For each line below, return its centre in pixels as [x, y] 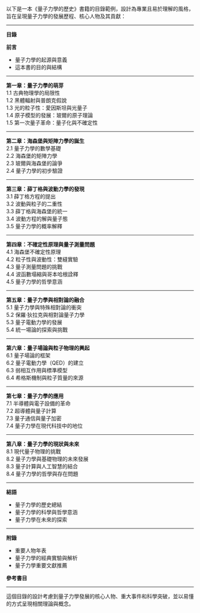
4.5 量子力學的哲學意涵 [34, 281]
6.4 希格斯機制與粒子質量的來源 [45, 378]
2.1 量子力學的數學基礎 [34, 148]
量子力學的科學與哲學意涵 [46, 512]
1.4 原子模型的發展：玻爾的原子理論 [50, 115]
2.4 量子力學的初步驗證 [35, 171]
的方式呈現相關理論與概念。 [40, 604]
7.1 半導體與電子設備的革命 [38, 403]
